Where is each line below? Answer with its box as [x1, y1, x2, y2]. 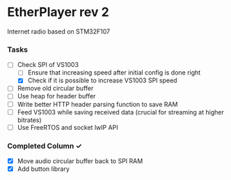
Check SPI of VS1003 [17, 61, 79, 69]
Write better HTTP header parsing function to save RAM [17, 100, 178, 108]
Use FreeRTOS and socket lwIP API [17, 123, 118, 131]
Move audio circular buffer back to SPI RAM [17, 157, 143, 165]
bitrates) [17, 116, 42, 124]
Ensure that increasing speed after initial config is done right [27, 68, 201, 77]
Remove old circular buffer [17, 84, 94, 93]
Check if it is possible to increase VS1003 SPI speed [27, 76, 177, 84]
